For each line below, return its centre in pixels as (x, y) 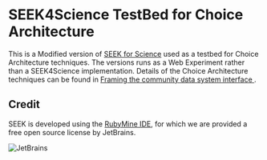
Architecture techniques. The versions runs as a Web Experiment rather (127, 62)
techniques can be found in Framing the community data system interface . (132, 79)
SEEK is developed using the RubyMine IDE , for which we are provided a (128, 124)
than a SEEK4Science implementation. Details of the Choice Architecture (128, 70)
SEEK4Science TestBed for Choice (126, 15)
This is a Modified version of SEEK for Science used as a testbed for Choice (133, 54)
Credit (24, 104)
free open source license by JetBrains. (72, 132)
